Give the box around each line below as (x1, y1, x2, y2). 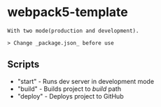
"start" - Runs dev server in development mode (17, 77, 155, 85)
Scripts (7, 59, 40, 71)
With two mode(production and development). (7, 27, 139, 34)
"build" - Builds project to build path (17, 85, 121, 93)
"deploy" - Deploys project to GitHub (17, 92, 124, 100)
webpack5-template (7, 4, 128, 20)
